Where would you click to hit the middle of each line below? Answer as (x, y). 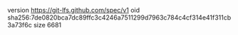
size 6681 (47, 25)
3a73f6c (20, 25)
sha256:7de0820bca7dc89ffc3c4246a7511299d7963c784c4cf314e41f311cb (119, 17)
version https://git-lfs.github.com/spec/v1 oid (74, 10)
